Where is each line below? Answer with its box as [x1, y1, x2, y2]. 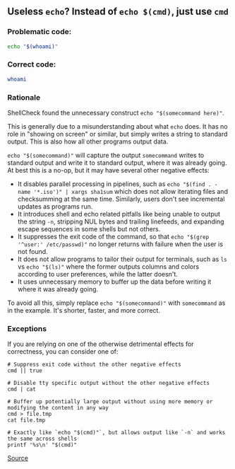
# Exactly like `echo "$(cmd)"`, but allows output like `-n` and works [7, 429, 226, 436]
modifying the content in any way [7, 405, 109, 412]
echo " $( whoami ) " [7, 42, 59, 50]
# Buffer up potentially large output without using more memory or [7, 398, 213, 405]
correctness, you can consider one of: [7, 347, 119, 356]
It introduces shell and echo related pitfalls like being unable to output [17, 210, 221, 219]
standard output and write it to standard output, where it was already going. [7, 158, 227, 167]
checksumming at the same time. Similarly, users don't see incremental [17, 195, 225, 204]
